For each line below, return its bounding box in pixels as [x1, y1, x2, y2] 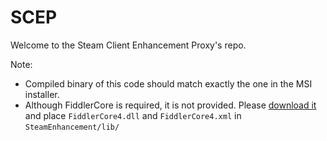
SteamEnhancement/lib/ [24, 122, 120, 132]
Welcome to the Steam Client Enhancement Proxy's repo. [10, 39, 247, 51]
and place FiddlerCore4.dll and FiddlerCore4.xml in [24, 109, 242, 121]
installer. [24, 88, 60, 100]
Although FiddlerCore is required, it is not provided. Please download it [24, 99, 317, 111]
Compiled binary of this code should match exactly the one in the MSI [24, 77, 313, 90]
